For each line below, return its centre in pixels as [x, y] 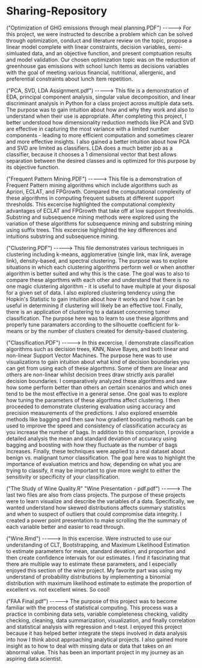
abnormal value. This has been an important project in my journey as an [95, 652]
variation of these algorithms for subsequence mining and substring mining [99, 223]
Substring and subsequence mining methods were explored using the [92, 217]
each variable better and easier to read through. [66, 527]
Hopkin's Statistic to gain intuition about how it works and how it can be [95, 299]
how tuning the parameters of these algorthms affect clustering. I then [93, 400]
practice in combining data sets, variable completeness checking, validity [97, 614]
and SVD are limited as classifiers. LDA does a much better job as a [90, 148]
